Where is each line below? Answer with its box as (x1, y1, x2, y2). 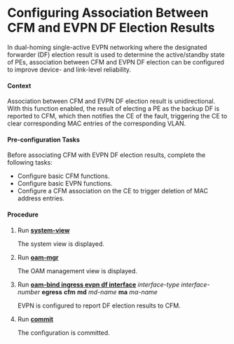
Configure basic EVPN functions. (17, 179, 113, 188)
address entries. (17, 194, 65, 202)
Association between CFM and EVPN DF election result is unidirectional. (7, 97, 216, 106)
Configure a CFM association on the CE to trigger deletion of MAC (17, 187, 209, 195)
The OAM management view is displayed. (17, 266, 138, 275)
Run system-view (17, 226, 70, 234)
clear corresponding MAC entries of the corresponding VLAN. (7, 119, 186, 128)
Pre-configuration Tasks (7, 135, 81, 144)
